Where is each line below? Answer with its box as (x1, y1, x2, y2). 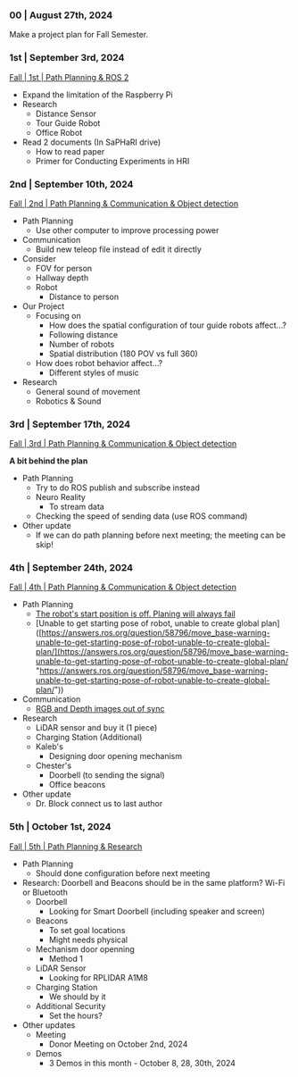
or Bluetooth (21, 887, 69, 897)
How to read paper (35, 146, 105, 156)
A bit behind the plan (9, 455, 88, 466)
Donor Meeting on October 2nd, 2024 (48, 1039, 188, 1049)
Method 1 (48, 953, 83, 964)
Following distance (48, 329, 119, 339)
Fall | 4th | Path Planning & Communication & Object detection (9, 581, 236, 593)
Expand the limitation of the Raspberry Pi (21, 89, 173, 100)
